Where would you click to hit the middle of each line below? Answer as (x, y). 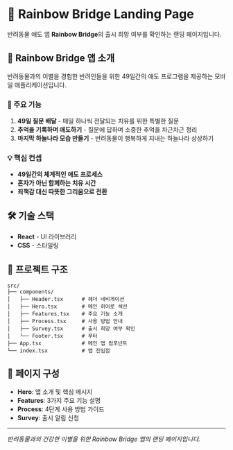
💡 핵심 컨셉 (25, 157)
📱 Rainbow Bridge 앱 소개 (61, 58)
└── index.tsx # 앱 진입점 (59, 351)
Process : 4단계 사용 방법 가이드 (61, 409)
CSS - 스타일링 (38, 245)
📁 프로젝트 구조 (37, 269)
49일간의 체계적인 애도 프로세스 (60, 174)
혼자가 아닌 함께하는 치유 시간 (57, 183)
